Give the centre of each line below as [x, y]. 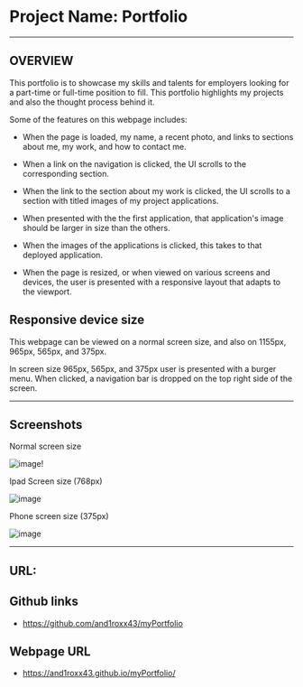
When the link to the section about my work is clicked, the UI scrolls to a [156, 190]
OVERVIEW [41, 61]
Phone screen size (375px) [60, 516]
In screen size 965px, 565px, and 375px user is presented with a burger [143, 368]
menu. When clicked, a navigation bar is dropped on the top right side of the [151, 378]
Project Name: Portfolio [98, 17]
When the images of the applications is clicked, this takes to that [142, 245]
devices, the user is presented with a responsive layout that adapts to [151, 282]
